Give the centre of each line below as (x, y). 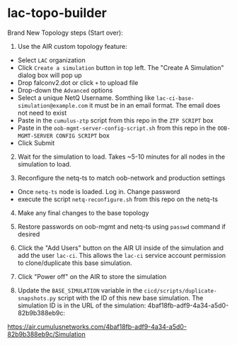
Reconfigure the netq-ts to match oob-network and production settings (121, 178)
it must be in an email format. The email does (155, 105)
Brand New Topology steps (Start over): (65, 33)
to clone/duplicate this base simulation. (75, 263)
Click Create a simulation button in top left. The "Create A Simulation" (121, 67)
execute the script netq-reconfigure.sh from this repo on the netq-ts (117, 199)
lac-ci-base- (175, 98)
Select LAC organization (52, 60)
